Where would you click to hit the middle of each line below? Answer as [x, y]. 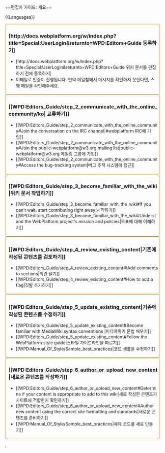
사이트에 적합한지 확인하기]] [42, 400]
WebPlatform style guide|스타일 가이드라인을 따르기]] [68, 343]
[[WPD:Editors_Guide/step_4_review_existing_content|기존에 [82, 249]
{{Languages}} [20, 17]
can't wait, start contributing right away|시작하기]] [66, 210]
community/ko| [27, 114]
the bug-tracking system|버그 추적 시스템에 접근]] [86, 165]
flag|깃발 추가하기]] [34, 285]
